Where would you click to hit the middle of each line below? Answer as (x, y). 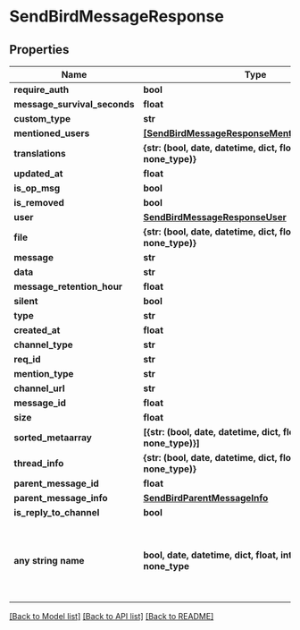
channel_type (43, 345)
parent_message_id (57, 483)
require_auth (42, 89)
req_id (28, 359)
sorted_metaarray (53, 438)
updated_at (38, 174)
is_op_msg (37, 188)
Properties (39, 50)
